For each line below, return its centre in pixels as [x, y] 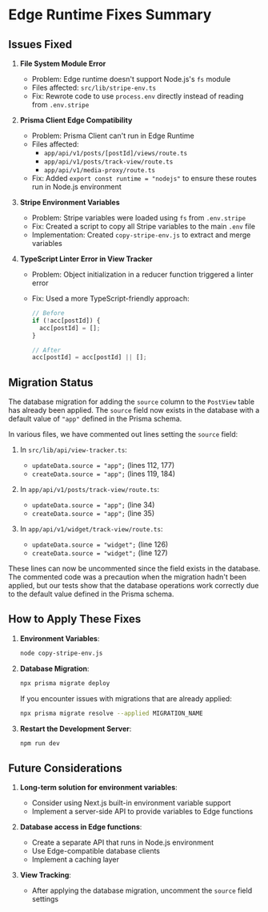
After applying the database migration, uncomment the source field [142, 890]
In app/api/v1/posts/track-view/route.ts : [90, 490]
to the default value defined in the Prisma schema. [91, 594]
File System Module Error [63, 63]
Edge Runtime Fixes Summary [110, 15]
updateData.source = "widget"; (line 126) [100, 545]
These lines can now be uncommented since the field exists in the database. [134, 569]
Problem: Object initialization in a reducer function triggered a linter [142, 274]
